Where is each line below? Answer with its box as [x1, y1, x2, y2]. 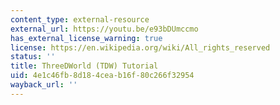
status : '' [10, 52, 56, 62]
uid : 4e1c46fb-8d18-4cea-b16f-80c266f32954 [10, 71, 195, 81]
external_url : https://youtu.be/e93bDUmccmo [10, 24, 199, 34]
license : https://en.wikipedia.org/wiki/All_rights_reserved [10, 42, 271, 53]
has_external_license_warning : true [10, 33, 163, 43]
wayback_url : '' [10, 80, 78, 90]
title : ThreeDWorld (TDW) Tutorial [10, 61, 159, 71]
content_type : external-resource [10, 14, 150, 25]
